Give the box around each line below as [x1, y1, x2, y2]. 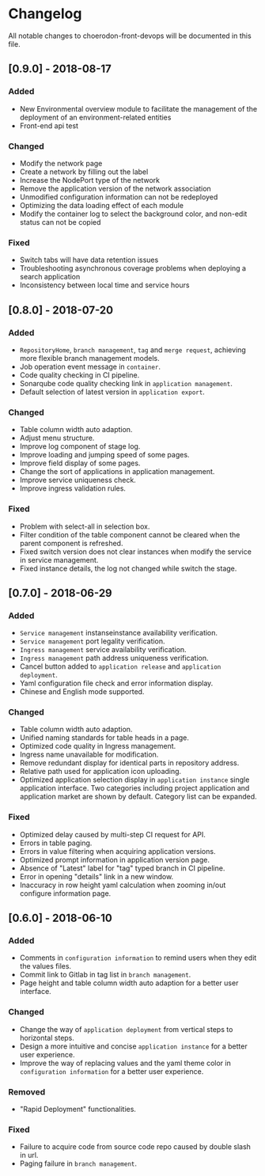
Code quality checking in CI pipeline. [19, 370, 140, 380]
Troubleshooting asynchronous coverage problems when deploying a [19, 264, 247, 273]
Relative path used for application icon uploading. [19, 767, 182, 776]
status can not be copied [19, 217, 101, 226]
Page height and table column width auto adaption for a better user [19, 978, 239, 988]
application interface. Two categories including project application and [19, 783, 250, 793]
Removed [8, 1086, 46, 1097]
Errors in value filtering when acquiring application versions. [19, 846, 216, 855]
